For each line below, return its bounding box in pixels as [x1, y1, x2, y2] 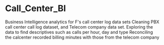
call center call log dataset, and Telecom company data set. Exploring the [5, 24, 153, 30]
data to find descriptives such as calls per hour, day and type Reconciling [5, 29, 153, 35]
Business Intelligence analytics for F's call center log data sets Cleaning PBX [5, 19, 160, 25]
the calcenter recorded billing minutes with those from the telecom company [5, 34, 160, 40]
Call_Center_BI [5, 3, 66, 14]
